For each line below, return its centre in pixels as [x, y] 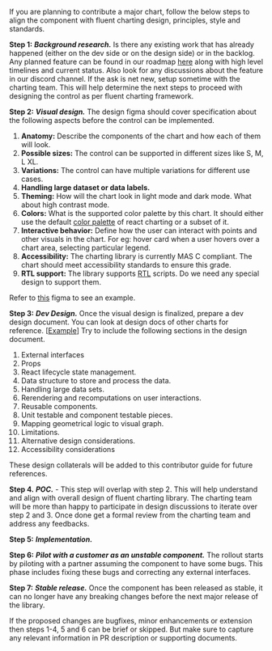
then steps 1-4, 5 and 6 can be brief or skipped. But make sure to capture [132, 629]
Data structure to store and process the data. [96, 380]
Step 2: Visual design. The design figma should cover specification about [133, 112]
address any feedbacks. [49, 524]
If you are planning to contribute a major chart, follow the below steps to [130, 12]
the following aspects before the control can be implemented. [112, 120]
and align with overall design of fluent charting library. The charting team [131, 498]
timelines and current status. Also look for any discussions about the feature [136, 70]
